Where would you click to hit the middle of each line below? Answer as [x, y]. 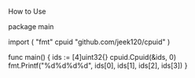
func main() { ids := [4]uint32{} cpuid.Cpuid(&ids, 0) [92, 57]
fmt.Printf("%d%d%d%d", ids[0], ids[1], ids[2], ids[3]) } [98, 65]
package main [31, 26]
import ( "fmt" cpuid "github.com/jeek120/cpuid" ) [89, 42]
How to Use [27, 11]
